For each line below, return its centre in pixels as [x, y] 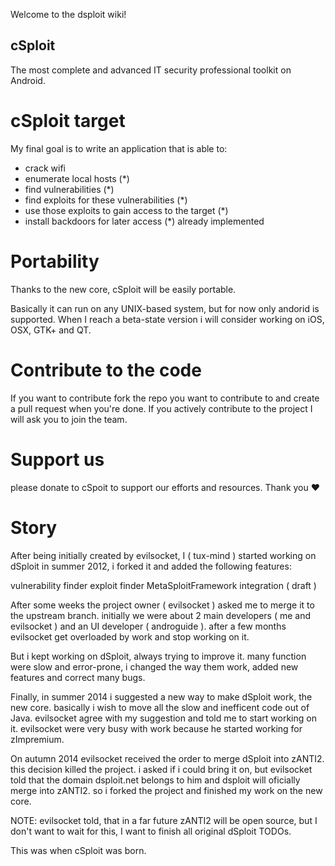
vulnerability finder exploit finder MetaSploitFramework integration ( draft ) [163, 585]
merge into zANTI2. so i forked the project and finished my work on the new [166, 790]
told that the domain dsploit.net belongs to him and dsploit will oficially [155, 780]
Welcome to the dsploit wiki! [68, 14]
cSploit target [68, 121]
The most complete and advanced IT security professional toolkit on [151, 70]
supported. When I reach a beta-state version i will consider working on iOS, [167, 319]
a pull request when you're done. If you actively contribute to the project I [161, 408]
